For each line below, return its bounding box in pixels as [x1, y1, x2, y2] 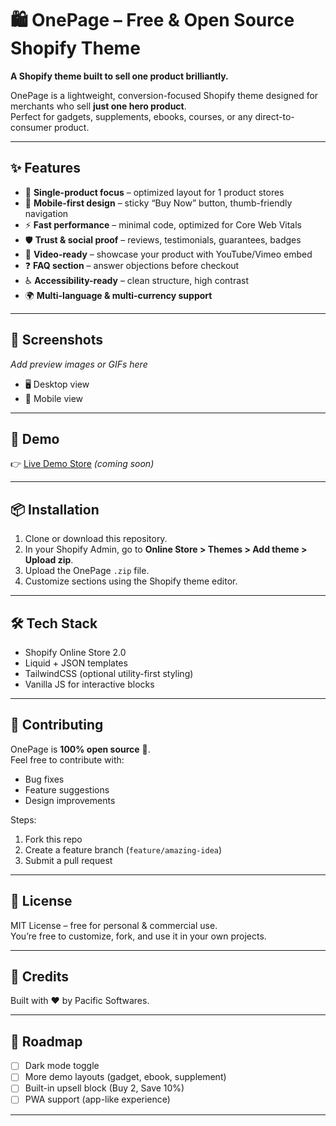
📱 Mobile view [24, 392, 84, 404]
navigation [24, 207, 69, 219]
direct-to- [254, 110, 295, 122]
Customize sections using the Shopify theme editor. [24, 575, 238, 587]
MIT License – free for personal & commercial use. [10, 919, 218, 931]
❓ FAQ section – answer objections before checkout [24, 259, 240, 271]
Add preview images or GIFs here [10, 358, 148, 370]
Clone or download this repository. [24, 533, 168, 545]
